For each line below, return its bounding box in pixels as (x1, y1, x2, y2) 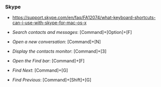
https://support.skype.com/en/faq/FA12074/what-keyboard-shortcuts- (12, 15, 156, 21)
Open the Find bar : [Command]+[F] (12, 58, 85, 64)
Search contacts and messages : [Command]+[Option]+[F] (12, 29, 132, 35)
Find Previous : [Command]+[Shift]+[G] (12, 77, 91, 83)
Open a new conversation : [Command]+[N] (12, 39, 101, 45)
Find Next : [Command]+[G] (12, 67, 68, 73)
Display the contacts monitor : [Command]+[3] (12, 48, 107, 55)
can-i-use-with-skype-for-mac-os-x (12, 20, 87, 26)
